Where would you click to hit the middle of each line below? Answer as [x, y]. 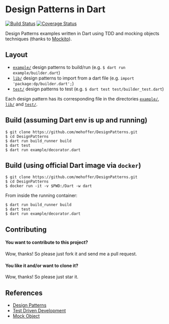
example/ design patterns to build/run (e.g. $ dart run [69, 67]
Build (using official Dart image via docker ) [73, 165]
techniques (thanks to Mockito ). [39, 39]
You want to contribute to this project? [47, 242]
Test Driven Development [39, 310]
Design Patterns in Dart [55, 9]
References [24, 293]
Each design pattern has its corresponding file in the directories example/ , [82, 98]
